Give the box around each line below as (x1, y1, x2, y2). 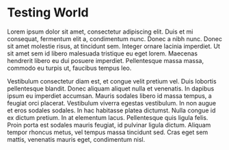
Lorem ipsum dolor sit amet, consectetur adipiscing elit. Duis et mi (7, 27, 193, 36)
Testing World (7, 5, 89, 21)
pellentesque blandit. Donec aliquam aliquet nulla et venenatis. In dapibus (7, 84, 215, 92)
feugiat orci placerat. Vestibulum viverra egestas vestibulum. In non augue (7, 99, 217, 107)
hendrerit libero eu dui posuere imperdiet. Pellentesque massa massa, (7, 56, 204, 64)
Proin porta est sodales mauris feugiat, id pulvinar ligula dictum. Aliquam (7, 121, 211, 129)
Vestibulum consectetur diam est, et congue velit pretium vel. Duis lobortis (7, 77, 217, 85)
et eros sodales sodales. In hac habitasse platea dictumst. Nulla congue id (7, 106, 216, 114)
